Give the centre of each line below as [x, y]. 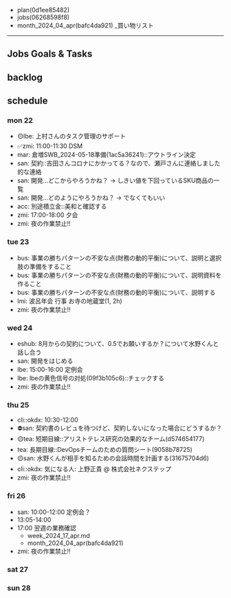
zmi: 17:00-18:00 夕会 [47, 215]
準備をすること [51, 266]
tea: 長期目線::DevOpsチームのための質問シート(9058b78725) [104, 450]
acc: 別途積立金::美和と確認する [62, 207]
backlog [25, 78]
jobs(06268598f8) [43, 17]
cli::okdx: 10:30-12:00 [47, 420]
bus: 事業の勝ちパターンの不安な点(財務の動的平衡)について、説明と [113, 258]
